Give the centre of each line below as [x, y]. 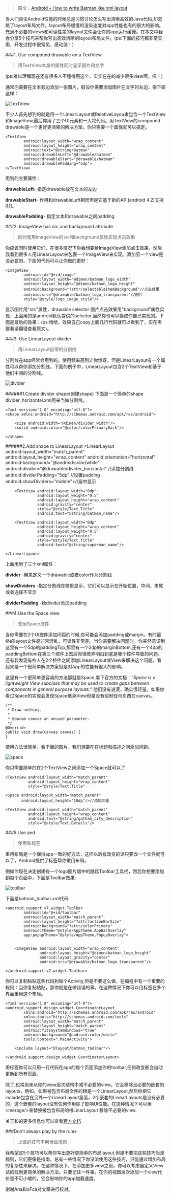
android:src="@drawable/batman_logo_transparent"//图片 [83, 295]
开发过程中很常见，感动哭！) [44, 45]
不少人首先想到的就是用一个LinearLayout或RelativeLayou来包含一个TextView [85, 114]
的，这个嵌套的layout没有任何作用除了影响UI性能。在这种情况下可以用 [79, 1104]
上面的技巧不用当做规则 [42, 1142]
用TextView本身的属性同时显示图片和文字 [61, 65]
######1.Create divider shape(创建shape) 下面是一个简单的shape [75, 394]
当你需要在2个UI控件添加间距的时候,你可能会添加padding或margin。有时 [81, 635]
